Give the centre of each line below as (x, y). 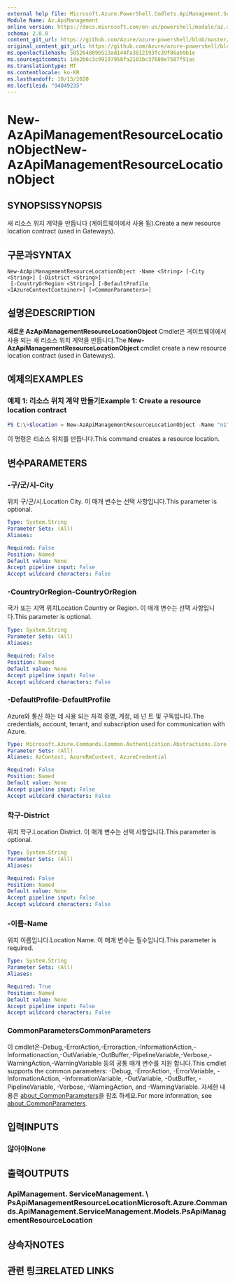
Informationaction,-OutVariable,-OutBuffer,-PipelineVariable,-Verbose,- (109, 1054)
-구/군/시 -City (30, 484)
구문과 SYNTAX (40, 255)
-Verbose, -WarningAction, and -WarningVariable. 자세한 (138, 1087)
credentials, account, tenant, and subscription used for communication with (116, 724)
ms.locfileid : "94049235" (45, 86)
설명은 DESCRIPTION (51, 313)
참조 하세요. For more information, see (159, 1095)
